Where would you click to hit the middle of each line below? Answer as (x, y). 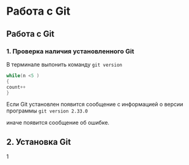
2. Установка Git (39, 142)
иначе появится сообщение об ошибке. (58, 123)
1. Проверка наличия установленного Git (70, 51)
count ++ (16, 87)
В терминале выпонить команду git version (64, 64)
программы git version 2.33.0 (47, 111)
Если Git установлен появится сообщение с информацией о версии (95, 105)
